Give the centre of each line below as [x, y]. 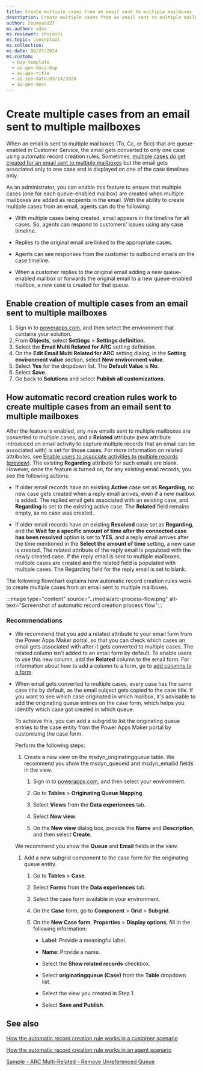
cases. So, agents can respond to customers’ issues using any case [99, 224]
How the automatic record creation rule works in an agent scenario [89, 1050]
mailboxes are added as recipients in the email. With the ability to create [95, 200]
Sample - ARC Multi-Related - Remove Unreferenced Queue [81, 1061]
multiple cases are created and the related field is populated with [95, 563]
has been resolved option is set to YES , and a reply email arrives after [102, 537]
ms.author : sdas [26, 29]
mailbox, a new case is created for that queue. [72, 285]
